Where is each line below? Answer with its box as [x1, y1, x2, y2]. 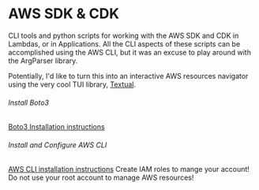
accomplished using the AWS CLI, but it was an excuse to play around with [8, 47, 251, 57]
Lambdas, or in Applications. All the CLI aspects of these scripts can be [8, 39, 241, 48]
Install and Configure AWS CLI [8, 140, 107, 150]
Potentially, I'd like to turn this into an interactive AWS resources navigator [8, 71, 249, 80]
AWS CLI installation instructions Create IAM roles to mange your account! [8, 165, 250, 174]
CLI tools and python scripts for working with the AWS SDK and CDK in [8, 31, 239, 40]
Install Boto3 [8, 98, 50, 107]
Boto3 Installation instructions [8, 122, 105, 132]
